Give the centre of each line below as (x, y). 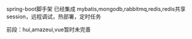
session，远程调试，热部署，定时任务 (54, 16)
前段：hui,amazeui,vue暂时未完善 (48, 30)
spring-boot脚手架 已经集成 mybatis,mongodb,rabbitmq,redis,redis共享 (96, 9)
